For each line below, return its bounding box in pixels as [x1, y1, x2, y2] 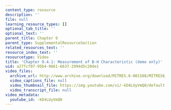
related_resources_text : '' [5, 45, 65, 50]
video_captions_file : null [10, 78, 67, 83]
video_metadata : [5, 92, 40, 97]
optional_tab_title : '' [5, 26, 56, 31]
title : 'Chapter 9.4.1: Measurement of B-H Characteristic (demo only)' [5, 59, 163, 64]
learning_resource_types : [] [5, 21, 67, 27]
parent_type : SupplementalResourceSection [5, 41, 97, 46]
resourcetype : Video [5, 54, 49, 60]
